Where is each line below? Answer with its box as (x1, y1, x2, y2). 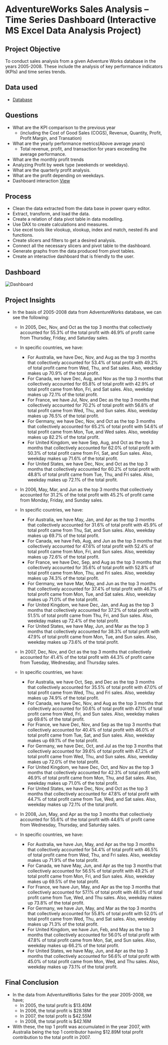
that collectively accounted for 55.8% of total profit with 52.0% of (27, 911, 163, 917)
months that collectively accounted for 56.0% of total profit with (27, 932, 160, 938)
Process (5, 192, 32, 201)
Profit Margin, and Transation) (20, 135, 82, 141)
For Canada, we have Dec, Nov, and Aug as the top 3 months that (27, 701, 163, 707)
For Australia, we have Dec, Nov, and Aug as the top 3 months (27, 355, 156, 361)
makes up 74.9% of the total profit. (27, 695, 99, 701)
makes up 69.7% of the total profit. (27, 533, 99, 539)
